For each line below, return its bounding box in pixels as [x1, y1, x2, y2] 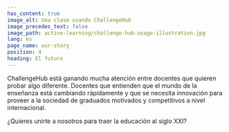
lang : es [7, 36, 33, 43]
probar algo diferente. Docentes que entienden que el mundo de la [7, 81, 197, 90]
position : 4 [7, 49, 42, 56]
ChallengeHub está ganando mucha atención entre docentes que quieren [7, 74, 217, 82]
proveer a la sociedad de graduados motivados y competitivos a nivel [7, 96, 205, 104]
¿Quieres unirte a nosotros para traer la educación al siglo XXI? [7, 117, 187, 125]
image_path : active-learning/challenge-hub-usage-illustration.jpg [7, 29, 206, 37]
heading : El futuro [7, 55, 64, 62]
